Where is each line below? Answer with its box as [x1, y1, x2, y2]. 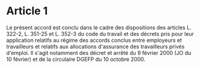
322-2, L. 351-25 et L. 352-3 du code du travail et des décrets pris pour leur [6, 30, 194, 37]
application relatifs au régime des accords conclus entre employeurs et [6, 36, 182, 44]
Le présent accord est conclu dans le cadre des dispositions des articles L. [6, 24, 192, 31]
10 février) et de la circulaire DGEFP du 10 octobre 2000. [6, 55, 146, 63]
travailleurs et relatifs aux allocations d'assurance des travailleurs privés [6, 43, 185, 50]
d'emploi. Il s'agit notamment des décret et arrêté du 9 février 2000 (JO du [6, 49, 192, 56]
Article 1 [6, 4, 48, 18]
